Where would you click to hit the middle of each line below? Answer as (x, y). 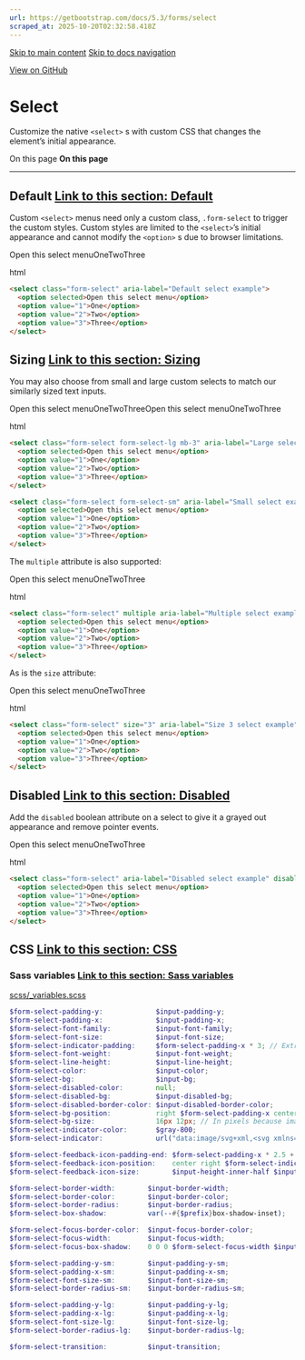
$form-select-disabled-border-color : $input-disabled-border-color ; (142, 1105)
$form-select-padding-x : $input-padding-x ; (117, 1020)
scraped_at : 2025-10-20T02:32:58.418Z (83, 26)
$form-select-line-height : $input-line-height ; (121, 1063)
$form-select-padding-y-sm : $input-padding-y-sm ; (119, 1263)
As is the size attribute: (53, 673)
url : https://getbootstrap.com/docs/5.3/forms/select (113, 18)
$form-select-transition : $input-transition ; (115, 1346)
